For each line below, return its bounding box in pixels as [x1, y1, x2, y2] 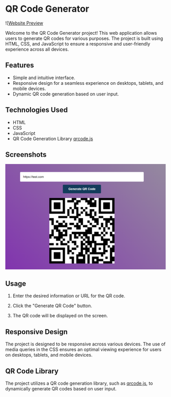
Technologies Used [5, 106, 68, 114]
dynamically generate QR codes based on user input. [5, 386, 117, 392]
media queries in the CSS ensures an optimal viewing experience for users [5, 346, 162, 353]
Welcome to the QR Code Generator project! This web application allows [5, 30, 157, 36]
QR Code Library [5, 366, 59, 376]
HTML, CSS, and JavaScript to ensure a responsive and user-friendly [5, 40, 151, 46]
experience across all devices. [5, 46, 69, 52]
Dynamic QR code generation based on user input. [12, 90, 119, 97]
